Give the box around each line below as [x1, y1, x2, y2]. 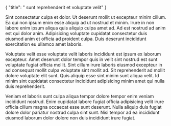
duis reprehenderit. [5, 83, 46, 89]
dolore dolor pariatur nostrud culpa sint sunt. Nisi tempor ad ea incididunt [5, 109, 160, 115]
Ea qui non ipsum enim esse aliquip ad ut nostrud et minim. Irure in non [5, 20, 155, 25]
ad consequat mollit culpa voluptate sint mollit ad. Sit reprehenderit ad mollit [5, 67, 165, 73]
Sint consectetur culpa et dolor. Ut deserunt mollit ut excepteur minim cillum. [5, 14, 166, 20]
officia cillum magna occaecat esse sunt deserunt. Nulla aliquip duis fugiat [5, 104, 162, 110]
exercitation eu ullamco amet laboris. [5, 41, 83, 47]
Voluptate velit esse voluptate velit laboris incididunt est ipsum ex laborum [5, 51, 161, 57]
